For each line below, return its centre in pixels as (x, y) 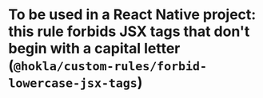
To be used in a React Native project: (132, 15)
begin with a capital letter (94, 49)
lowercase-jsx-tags (73, 83)
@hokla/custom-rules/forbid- (110, 67)
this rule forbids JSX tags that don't (129, 31)
